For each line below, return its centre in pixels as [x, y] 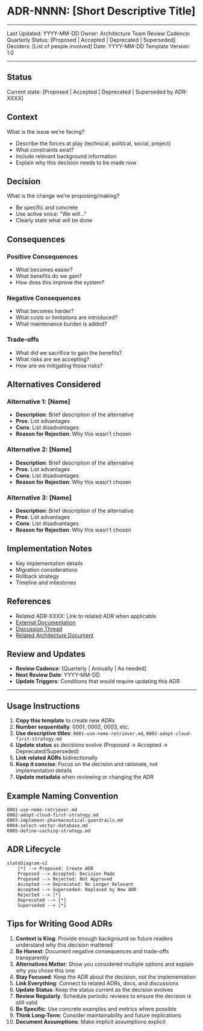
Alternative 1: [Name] [39, 401]
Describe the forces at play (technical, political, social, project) [93, 143]
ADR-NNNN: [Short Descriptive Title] [101, 11]
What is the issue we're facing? [46, 131]
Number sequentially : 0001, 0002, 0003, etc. [72, 727]
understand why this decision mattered [64, 945]
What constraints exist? [45, 149]
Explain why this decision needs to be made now [76, 162]
